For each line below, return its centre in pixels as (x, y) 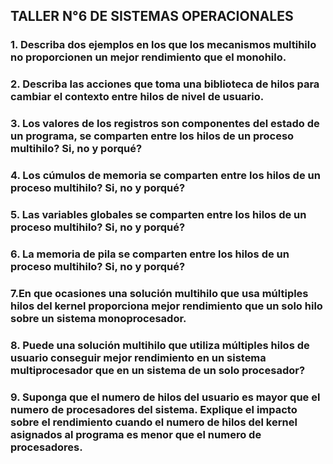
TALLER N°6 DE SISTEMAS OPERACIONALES (152, 16)
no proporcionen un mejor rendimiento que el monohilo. (148, 57)
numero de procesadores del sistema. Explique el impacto (154, 409)
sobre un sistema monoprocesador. (98, 318)
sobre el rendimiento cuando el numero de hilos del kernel (154, 422)
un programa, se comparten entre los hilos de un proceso (152, 136)
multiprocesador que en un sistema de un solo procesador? (158, 370)
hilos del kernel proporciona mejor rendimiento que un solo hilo (166, 306)
